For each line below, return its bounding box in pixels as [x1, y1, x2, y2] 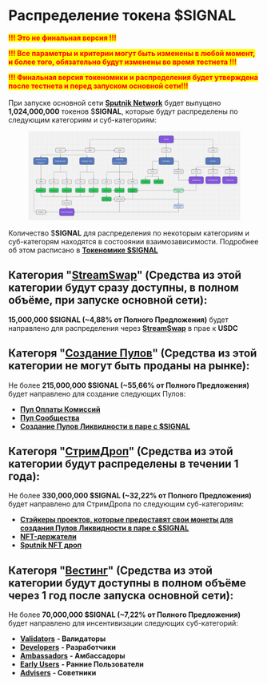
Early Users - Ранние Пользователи [19, 659, 144, 669]
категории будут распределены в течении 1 [8, 457, 239, 470]
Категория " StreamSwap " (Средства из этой [8, 268, 242, 282]
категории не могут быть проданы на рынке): [8, 359, 250, 373]
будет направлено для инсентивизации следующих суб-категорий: [8, 619, 238, 628]
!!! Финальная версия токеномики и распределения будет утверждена [8, 72, 258, 82]
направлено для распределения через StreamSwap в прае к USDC [8, 323, 238, 332]
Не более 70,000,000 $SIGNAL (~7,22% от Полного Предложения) [8, 610, 241, 619]
